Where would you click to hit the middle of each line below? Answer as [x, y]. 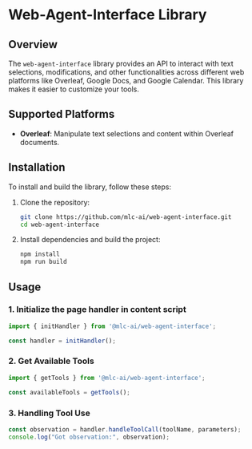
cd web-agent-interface [60, 224]
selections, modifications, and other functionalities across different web [126, 72]
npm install [40, 254]
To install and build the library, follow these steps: [90, 187]
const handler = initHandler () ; [62, 341]
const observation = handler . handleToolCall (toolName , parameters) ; [125, 429]
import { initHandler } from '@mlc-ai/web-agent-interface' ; [112, 326]
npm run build [43, 262]
